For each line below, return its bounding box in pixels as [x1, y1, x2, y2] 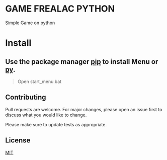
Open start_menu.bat [17, 78, 62, 85]
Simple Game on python [5, 20, 55, 26]
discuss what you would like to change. [5, 112, 87, 118]
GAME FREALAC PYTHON [5, 3, 115, 15]
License [5, 136, 31, 145]
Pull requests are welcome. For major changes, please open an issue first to [5, 106, 162, 112]
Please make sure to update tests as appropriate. [5, 121, 107, 127]
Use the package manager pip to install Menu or [5, 57, 158, 66]
